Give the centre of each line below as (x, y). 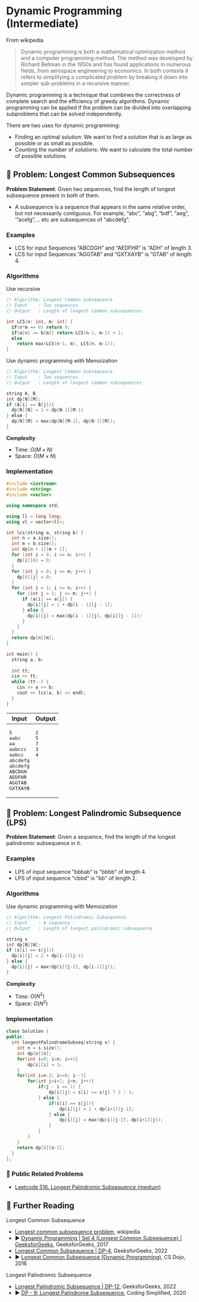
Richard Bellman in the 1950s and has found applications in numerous (106, 64)
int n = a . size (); (34, 538)
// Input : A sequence (38, 923)
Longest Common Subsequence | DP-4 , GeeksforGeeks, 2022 (91, 1250)
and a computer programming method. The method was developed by (107, 58)
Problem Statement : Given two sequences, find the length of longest (91, 189)
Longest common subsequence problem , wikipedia (78, 1232)
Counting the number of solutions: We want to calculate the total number (104, 149)
